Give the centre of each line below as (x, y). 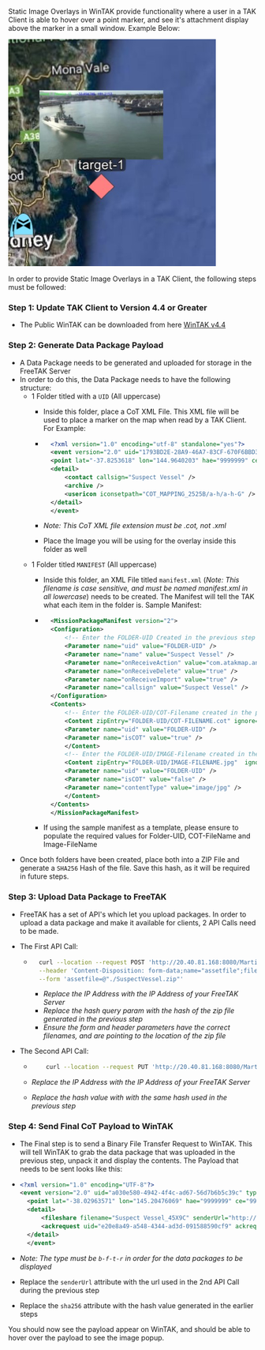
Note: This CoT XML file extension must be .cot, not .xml (134, 526)
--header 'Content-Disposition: (91, 970)
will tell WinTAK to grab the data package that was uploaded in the (127, 1152)
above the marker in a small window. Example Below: (94, 28)
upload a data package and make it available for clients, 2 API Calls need (138, 922)
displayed (35, 1266)
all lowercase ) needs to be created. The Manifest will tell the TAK (149, 597)
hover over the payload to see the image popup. (86, 1337)
